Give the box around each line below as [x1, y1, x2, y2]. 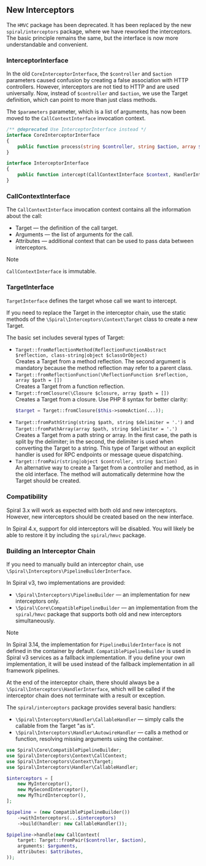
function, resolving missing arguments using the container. [15, 735, 164, 743]
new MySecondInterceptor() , [17, 787, 89, 793]
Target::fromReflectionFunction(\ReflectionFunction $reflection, [15, 371, 189, 378]
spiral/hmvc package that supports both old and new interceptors [15, 611, 182, 618]
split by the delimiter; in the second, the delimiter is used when [15, 438, 174, 446]
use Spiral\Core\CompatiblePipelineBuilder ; [6, 747, 122, 754]
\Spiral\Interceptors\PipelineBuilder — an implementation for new [15, 591, 191, 598]
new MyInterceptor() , [17, 781, 72, 787]
